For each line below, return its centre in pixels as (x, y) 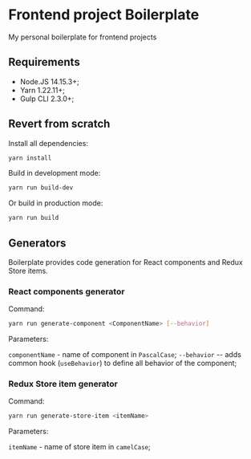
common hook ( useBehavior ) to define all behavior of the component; (123, 364)
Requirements (44, 62)
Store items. (28, 271)
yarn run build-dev (41, 188)
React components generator (67, 291)
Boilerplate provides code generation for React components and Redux (125, 262)
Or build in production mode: (56, 203)
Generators (37, 243)
